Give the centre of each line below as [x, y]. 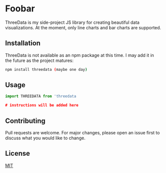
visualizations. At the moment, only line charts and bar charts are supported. [83, 27]
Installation [23, 43]
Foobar [20, 9]
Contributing [25, 121]
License [18, 153]
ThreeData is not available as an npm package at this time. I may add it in [80, 55]
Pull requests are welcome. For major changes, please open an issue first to [83, 133]
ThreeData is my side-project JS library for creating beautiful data [72, 22]
